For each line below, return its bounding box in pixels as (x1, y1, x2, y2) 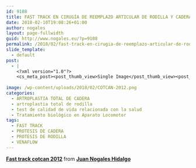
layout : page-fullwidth (6, 30, 64, 36)
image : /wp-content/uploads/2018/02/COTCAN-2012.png (6, 85, 137, 91)
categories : (6, 90, 35, 96)
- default (11, 52, 35, 58)
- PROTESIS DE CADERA (11, 128, 64, 135)
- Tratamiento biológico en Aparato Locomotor (11, 112, 127, 118)
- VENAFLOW (11, 139, 38, 145)
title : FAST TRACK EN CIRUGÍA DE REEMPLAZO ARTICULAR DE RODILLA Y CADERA (6, 14, 192, 20)
